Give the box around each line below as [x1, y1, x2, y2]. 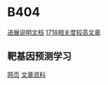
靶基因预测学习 [7, 50, 72, 63]
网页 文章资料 [7, 70, 46, 79]
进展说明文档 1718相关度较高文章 [7, 28, 101, 36]
